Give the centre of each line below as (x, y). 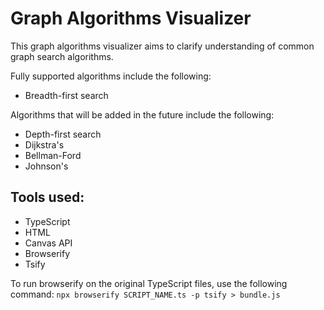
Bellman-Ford (53, 155)
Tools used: (47, 197)
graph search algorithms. (62, 56)
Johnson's (46, 166)
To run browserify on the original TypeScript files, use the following (149, 283)
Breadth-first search (66, 95)
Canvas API (48, 243)
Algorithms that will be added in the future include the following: (142, 114)
